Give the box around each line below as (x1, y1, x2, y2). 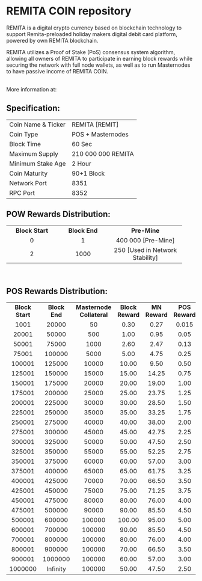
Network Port (9, 179, 47, 187)
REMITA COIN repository (6, 4, 132, 18)
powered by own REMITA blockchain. (6, 37, 99, 44)
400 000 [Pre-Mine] (115, 236, 176, 244)
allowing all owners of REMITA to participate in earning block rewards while (6, 55, 193, 62)
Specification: (6, 103, 60, 114)
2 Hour (72, 159, 91, 168)
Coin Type (9, 130, 38, 138)
